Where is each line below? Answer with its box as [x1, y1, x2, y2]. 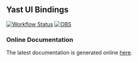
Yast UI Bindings [6, 5, 69, 15]
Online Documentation [6, 35, 74, 44]
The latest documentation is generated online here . [6, 49, 133, 56]
